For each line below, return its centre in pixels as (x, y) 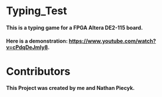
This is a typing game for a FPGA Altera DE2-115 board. (75, 27)
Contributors (38, 71)
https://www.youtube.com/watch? (112, 41)
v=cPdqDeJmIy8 (27, 47)
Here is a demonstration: (37, 41)
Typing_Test (37, 11)
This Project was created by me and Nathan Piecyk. (70, 88)
